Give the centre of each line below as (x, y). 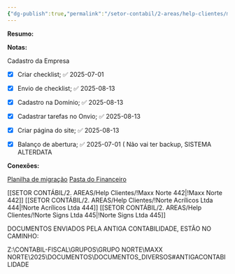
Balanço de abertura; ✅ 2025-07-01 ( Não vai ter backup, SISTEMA (114, 144)
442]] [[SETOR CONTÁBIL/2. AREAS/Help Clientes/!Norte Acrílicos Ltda (110, 200)
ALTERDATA (35, 152)
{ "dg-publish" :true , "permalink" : (56, 14)
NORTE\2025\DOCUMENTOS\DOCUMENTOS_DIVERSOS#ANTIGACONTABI (116, 257)
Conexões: (23, 166)
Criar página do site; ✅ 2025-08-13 (68, 130)
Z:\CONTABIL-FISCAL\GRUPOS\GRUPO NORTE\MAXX (85, 250)
